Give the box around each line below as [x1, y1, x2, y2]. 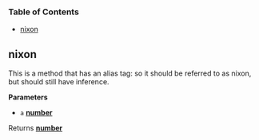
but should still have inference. [8, 77, 110, 87]
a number [19, 108, 53, 118]
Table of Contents [8, 6, 80, 17]
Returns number [8, 123, 62, 133]
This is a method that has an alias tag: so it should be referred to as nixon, [8, 68, 252, 78]
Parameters [8, 92, 48, 102]
